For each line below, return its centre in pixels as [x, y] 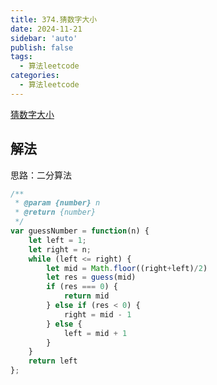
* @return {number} [55, 212]
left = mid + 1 [95, 333]
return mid [86, 296]
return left [53, 361]
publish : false [42, 47]
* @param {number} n [57, 203]
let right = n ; [60, 249]
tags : [21, 57]
